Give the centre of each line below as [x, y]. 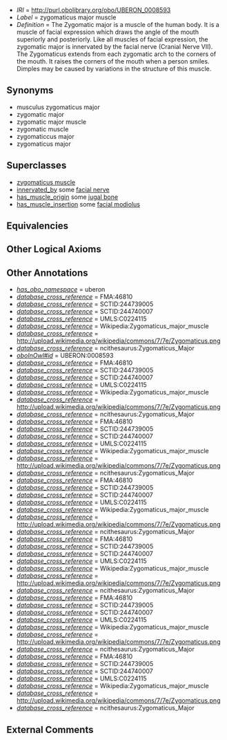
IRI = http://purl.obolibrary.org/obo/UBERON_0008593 [93, 10]
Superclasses [37, 165]
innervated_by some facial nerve [63, 189]
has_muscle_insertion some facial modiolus [78, 204]
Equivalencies [37, 226]
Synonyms [30, 90]
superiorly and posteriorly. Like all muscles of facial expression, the [112, 39]
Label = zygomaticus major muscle [66, 17]
